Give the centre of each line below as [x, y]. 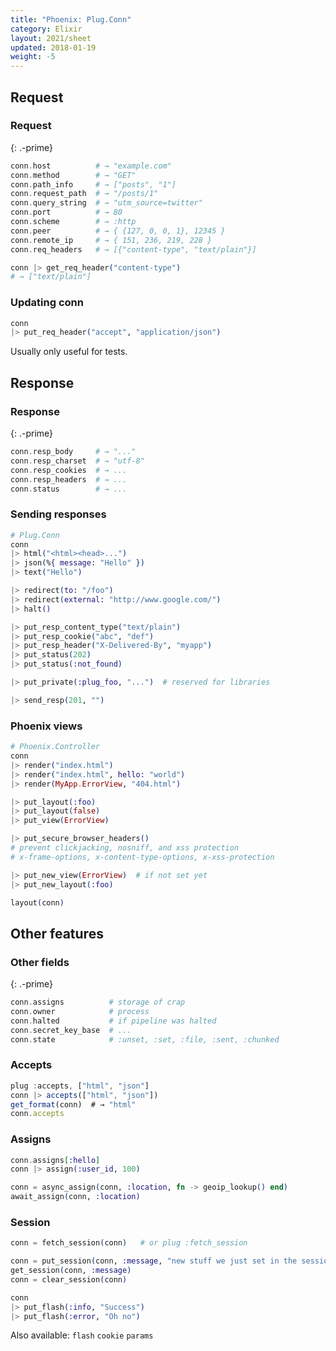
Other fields [40, 962]
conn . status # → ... [69, 489]
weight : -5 [33, 57]
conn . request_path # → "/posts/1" [84, 194]
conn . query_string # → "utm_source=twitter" [106, 203]
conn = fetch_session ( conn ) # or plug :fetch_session [129, 1243]
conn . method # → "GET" [73, 175]
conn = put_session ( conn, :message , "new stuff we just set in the [154, 1261]
